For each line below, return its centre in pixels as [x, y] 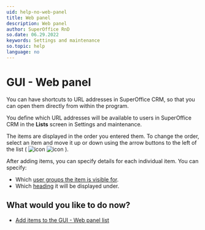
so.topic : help [26, 47]
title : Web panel [29, 18]
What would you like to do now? [68, 205]
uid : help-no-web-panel [37, 12]
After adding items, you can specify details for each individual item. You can [102, 161]
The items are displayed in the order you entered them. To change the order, [103, 136]
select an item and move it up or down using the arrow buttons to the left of [102, 142]
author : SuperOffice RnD [38, 29]
